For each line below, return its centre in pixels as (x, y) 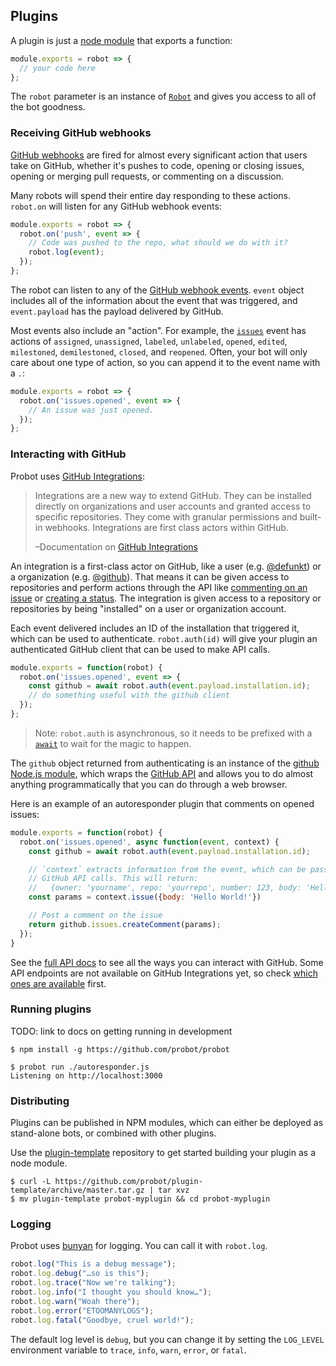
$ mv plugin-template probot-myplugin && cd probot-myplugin (140, 1199)
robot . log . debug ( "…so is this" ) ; (80, 1274)
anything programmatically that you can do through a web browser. (149, 784)
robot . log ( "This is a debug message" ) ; (93, 1264)
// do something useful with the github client (129, 695)
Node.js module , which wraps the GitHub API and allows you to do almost (162, 773)
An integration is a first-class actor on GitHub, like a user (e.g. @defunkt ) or (166, 566)
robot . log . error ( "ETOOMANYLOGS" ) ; (82, 1310)
